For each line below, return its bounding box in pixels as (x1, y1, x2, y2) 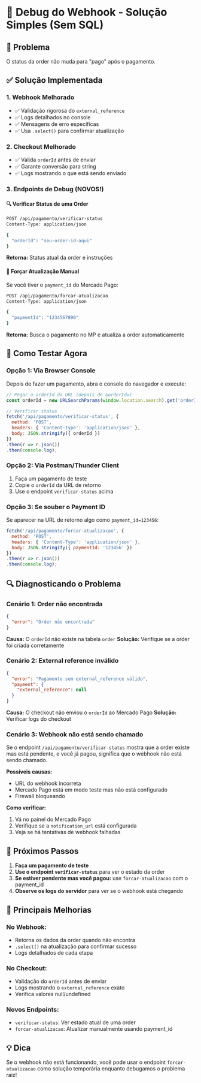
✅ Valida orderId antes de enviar (14, 156, 96, 163)
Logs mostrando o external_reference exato (14, 984, 125, 991)
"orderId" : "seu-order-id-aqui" (11, 237, 93, 243)
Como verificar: (6, 804, 47, 811)
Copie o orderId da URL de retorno (14, 481, 102, 488)
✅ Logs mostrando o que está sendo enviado (14, 169, 127, 176)
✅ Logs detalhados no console (14, 113, 91, 121)
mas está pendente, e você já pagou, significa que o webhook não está (6, 750, 182, 757)
